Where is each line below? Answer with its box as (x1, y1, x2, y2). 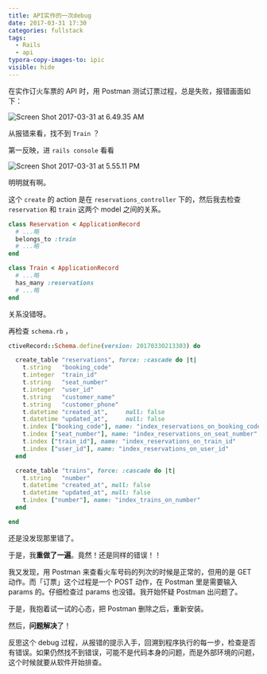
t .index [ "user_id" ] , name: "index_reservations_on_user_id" (22, 444, 229, 453)
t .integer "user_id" (22, 385, 94, 393)
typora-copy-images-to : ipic (8, 56, 105, 64)
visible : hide (8, 64, 56, 72)
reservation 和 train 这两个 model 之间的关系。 (8, 204, 165, 214)
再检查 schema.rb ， (8, 326, 73, 335)
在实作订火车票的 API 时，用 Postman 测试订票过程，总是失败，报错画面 (8, 86, 244, 95)
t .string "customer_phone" (22, 401, 119, 409)
